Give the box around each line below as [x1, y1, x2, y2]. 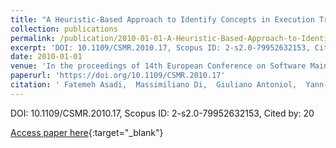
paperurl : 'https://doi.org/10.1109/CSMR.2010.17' [10, 71, 226, 81]
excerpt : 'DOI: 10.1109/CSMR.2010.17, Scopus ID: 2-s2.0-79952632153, [10, 42, 311, 53]
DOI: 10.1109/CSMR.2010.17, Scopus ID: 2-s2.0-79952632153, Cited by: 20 [10, 107, 315, 119]
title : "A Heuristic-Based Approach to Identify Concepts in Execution [10, 14, 315, 25]
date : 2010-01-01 [10, 52, 83, 62]
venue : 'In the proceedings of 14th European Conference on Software [10, 61, 307, 71]
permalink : [10, 33, 56, 43]
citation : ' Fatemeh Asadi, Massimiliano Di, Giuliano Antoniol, [10, 80, 298, 90]
